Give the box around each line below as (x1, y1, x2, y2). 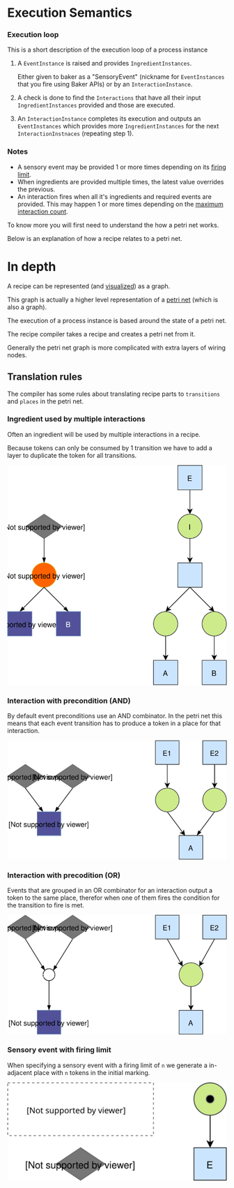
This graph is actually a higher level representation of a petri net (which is (7, 295, 218, 304)
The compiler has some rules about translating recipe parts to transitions (7, 389, 221, 398)
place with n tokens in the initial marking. (33, 1068, 150, 1076)
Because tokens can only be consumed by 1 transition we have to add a (7, 443, 212, 452)
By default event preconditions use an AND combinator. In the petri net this (7, 712, 223, 720)
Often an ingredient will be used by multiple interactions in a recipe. (7, 430, 201, 438)
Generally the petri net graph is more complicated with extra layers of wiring (7, 343, 226, 352)
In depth (7, 258, 56, 274)
